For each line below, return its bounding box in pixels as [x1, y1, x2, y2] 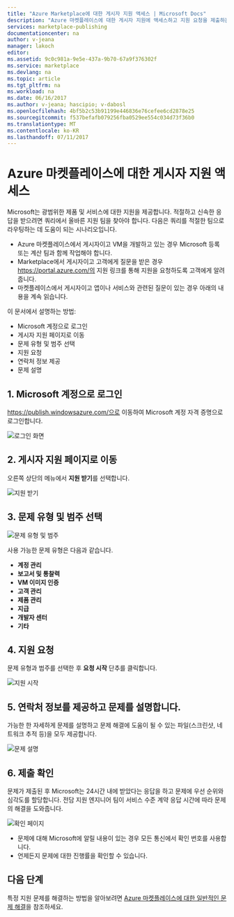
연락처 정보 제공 [17, 357, 61, 365]
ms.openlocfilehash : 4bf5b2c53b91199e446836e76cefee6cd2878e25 [7, 108, 195, 115]
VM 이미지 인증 [17, 578, 59, 587]
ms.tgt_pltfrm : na [7, 82, 61, 89]
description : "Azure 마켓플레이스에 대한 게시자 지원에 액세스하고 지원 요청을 [7, 17, 208, 24]
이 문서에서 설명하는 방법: [7, 307, 77, 316]
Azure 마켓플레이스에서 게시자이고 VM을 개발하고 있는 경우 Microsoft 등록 [17, 240, 221, 249]
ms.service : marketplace [7, 62, 79, 69]
